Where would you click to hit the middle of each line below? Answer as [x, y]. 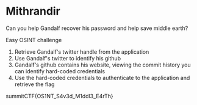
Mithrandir [33, 11]
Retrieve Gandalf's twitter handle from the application [82, 52]
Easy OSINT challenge [34, 40]
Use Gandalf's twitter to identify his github [68, 58]
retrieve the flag [34, 84]
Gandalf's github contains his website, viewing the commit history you [103, 65]
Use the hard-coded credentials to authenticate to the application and [102, 78]
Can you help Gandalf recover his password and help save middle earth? [97, 28]
